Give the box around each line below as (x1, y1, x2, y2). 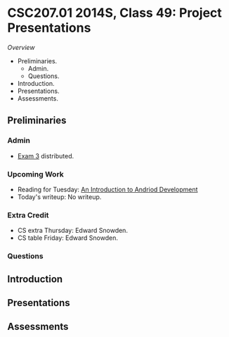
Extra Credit (7, 210, 49, 220)
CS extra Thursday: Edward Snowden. (17, 227, 129, 235)
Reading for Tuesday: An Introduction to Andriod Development (17, 185, 198, 193)
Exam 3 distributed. (17, 151, 74, 160)
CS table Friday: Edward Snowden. (17, 234, 118, 242)
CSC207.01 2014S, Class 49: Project (7, 5, 223, 21)
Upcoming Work (7, 169, 65, 179)
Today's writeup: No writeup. (17, 192, 102, 201)
